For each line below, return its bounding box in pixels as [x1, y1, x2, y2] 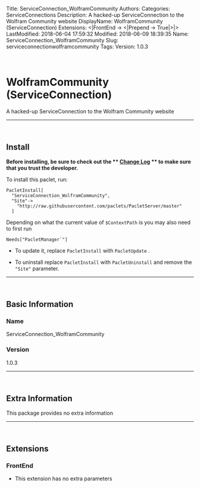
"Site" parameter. [14, 265, 60, 272]
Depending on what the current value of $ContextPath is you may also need [6, 219, 191, 226]
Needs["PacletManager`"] [6, 237, 68, 243]
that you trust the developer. [6, 164, 79, 172]
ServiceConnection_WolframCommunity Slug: [6, 37, 118, 43]
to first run [6, 225, 32, 232]
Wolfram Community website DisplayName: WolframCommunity [6, 18, 163, 24]
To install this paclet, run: [6, 176, 68, 183]
